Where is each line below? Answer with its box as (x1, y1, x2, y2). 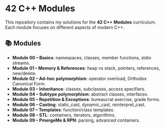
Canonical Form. (12, 80, 46, 86)
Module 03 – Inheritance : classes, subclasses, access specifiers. (12, 86, 146, 92)
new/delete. (12, 70, 37, 76)
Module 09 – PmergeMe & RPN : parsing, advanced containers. (12, 117, 140, 123)
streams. (12, 60, 31, 66)
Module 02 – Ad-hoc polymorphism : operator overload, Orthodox (12, 76, 147, 81)
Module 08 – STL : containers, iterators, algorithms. (12, 112, 116, 118)
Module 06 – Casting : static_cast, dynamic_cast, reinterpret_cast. (12, 102, 146, 107)
